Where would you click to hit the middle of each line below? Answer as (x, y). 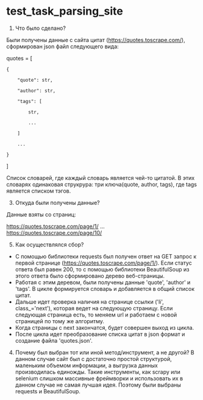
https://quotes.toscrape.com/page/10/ (54, 232)
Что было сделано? (40, 28)
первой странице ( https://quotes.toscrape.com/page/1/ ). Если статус (103, 263)
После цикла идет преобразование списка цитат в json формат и (100, 334)
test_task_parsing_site (65, 11)
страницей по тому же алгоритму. (60, 321)
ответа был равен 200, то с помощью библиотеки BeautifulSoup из (102, 269)
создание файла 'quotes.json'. (54, 340)
